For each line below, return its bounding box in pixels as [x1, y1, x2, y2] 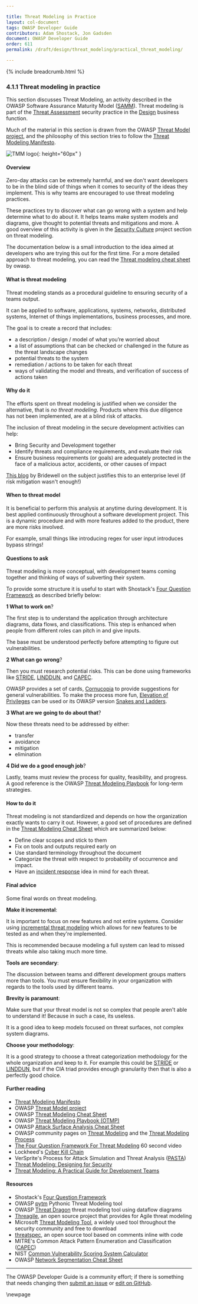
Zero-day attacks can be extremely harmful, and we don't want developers [6, 177, 189, 184]
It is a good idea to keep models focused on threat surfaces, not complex [6, 1023, 184, 1030]
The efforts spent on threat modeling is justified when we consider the [6, 400, 177, 407]
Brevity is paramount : [6, 995, 60, 1002]
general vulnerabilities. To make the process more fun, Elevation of [6, 691, 169, 699]
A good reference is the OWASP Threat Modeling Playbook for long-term [6, 780, 183, 787]
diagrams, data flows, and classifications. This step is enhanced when [6, 621, 177, 628]
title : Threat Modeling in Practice [6, 14, 96, 19]
